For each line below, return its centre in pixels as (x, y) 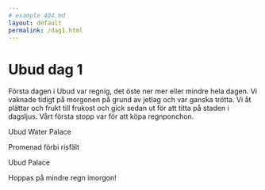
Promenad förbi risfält (44, 147)
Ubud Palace (29, 162)
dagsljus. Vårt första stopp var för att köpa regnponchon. (101, 116)
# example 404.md (37, 15)
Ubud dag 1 (46, 69)
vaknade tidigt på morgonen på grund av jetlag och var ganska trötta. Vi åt (130, 100)
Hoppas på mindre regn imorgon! (62, 178)
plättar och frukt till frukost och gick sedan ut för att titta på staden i (119, 108)
